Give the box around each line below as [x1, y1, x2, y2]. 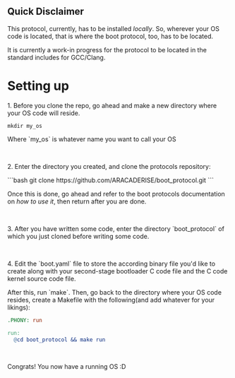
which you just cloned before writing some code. [7, 232, 150, 240]
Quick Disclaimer [7, 6, 85, 18]
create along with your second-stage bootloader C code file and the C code [7, 266, 228, 275]
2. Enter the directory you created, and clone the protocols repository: [7, 162, 211, 170]
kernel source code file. [7, 274, 76, 283]
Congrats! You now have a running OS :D [7, 362, 126, 371]
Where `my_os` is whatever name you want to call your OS [7, 134, 176, 143]
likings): [7, 303, 30, 312]
